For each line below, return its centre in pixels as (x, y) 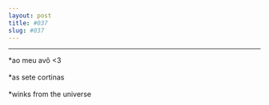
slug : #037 (26, 30)
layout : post (30, 16)
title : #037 (28, 23)
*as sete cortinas (36, 77)
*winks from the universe (50, 94)
